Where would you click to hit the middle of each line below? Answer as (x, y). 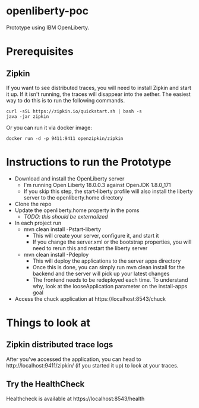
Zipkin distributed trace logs (60, 345)
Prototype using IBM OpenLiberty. (48, 27)
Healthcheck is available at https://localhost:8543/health (75, 398)
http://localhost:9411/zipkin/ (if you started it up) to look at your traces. (92, 365)
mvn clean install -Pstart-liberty (62, 229)
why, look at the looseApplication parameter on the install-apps (110, 286)
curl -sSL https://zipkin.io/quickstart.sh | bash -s (74, 111)
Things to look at (48, 323)
